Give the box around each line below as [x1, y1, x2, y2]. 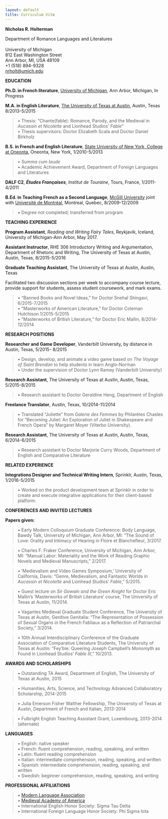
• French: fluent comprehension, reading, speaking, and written [17, 745, 149, 751]
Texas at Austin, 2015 [17, 675, 62, 681]
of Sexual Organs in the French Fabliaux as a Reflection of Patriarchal [17, 619, 161, 625]
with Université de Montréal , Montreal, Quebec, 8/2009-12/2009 [5, 200, 139, 206]
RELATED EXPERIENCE [5, 462, 54, 468]
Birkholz [17, 134, 35, 140]
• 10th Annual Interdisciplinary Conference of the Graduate [17, 635, 139, 641]
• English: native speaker [17, 740, 70, 746]
